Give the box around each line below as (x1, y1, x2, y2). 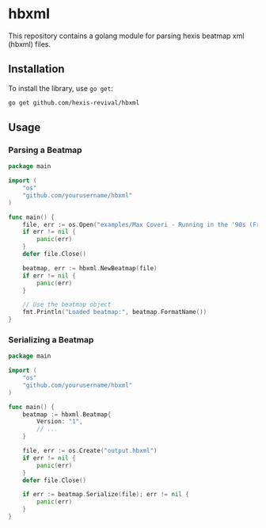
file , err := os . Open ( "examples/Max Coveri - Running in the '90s (22, 220, 246, 228)
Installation (8, 63, 65, 76)
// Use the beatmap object (22, 300, 112, 309)
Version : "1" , (36, 418, 83, 426)
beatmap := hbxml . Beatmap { (22, 410, 112, 419)
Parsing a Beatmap (8, 144, 82, 155)
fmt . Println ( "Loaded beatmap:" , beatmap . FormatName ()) (22, 308, 207, 316)
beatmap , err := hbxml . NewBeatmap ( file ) (22, 264, 158, 272)
